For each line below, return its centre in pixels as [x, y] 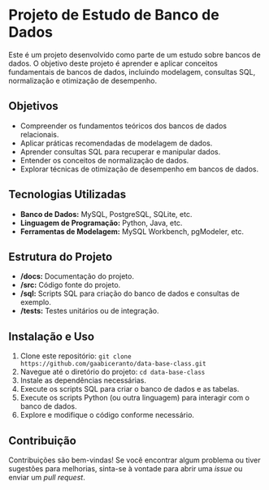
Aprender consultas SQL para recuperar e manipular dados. [120, 151]
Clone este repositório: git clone [76, 356]
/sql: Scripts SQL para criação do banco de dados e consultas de [130, 293]
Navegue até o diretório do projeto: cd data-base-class [113, 372]
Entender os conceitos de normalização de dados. [104, 160]
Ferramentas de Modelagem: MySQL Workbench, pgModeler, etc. [132, 231]
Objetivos [33, 106]
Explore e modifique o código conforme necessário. [107, 415]
